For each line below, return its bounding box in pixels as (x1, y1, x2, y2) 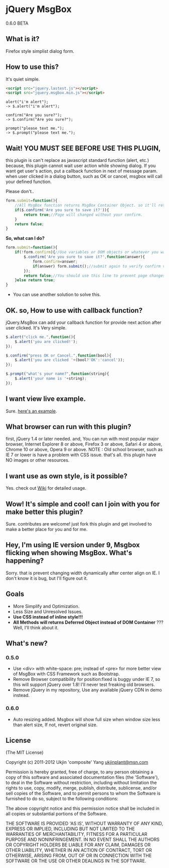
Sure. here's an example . (6, 408, 57, 414)
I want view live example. (6, 395, 86, 403)
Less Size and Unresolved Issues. (13, 609, 83, 615)
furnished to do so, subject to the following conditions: (6, 796, 118, 802)
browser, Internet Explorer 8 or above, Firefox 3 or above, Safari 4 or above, (6, 441, 162, 447)
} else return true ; (15, 278, 56, 283)
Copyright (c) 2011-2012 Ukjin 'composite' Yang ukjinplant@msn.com (6, 759, 148, 765)
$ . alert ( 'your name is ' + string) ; (15, 376, 87, 381)
